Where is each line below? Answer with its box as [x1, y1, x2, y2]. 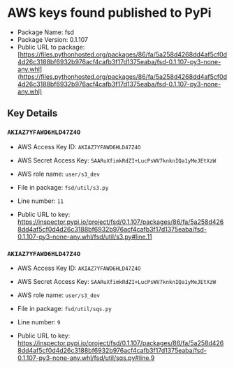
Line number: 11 [17, 197, 64, 205]
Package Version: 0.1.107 [17, 35, 89, 43]
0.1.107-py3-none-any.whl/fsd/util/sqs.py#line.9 [17, 354, 155, 362]
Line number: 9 [17, 317, 61, 326]
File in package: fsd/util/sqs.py [17, 304, 112, 312]
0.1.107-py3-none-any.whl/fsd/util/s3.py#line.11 [17, 232, 152, 241]
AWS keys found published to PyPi [7, 5, 212, 21]
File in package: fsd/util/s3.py [17, 183, 109, 191]
